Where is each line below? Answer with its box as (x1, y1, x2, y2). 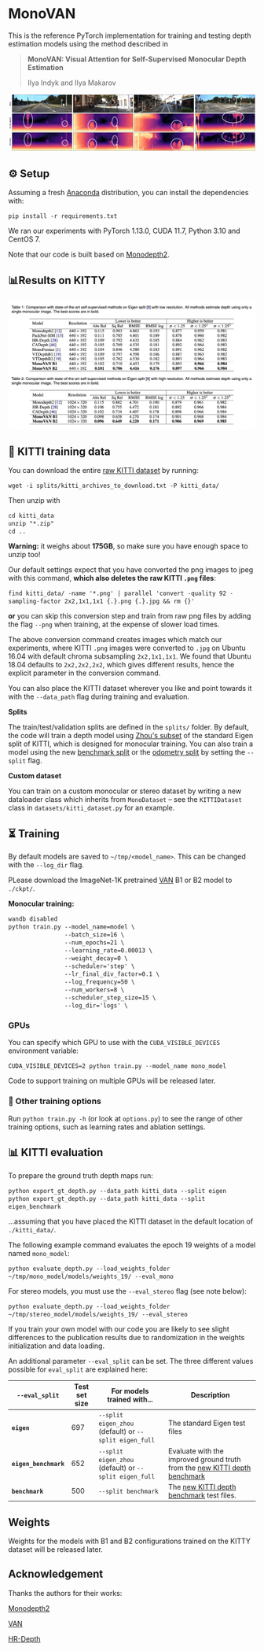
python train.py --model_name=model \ (8, 923, 135, 931)
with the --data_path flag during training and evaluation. (8, 692, 190, 701)
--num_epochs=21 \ (64, 939, 125, 947)
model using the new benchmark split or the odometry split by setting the (8, 748, 246, 757)
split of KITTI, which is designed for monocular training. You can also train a (8, 739, 254, 748)
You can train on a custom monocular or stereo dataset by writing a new (8, 786, 242, 796)
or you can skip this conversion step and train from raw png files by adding (8, 611, 251, 621)
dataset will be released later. (8, 1545, 104, 1554)
